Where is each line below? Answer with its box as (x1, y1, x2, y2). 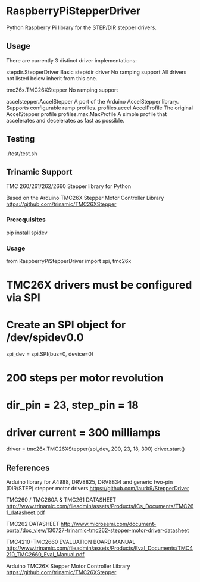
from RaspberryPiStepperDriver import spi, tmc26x (6, 257, 132, 264)
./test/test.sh (6, 150, 37, 157)
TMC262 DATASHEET (6, 521, 60, 528)
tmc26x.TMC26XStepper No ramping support (6, 86, 118, 93)
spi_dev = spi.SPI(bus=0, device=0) (6, 351, 94, 358)
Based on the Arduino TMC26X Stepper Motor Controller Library (6, 195, 164, 202)
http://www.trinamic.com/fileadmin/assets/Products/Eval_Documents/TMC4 (6, 545, 193, 552)
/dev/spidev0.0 (6, 331, 84, 345)
